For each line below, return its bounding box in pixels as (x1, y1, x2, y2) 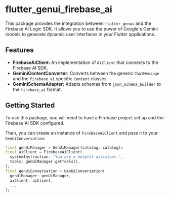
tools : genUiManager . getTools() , (10, 159, 80, 165)
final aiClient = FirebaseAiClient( (5, 150, 82, 155)
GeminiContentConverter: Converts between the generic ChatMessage (12, 70, 159, 76)
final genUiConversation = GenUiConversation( (5, 169, 105, 174)
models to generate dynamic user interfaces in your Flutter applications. (5, 31, 156, 37)
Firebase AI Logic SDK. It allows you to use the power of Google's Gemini (5, 25, 158, 31)
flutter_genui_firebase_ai (5, 4, 112, 15)
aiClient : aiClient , (10, 178, 53, 183)
